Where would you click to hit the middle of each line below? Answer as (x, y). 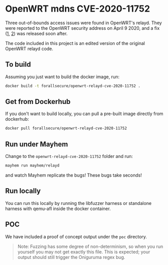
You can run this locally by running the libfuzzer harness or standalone (78, 203)
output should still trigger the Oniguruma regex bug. (71, 257)
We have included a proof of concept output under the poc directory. (76, 236)
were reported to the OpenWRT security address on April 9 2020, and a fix (82, 28)
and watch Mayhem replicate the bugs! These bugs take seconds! (74, 175)
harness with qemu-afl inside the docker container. (58, 208)
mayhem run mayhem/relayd (32, 166)
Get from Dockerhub (38, 102)
